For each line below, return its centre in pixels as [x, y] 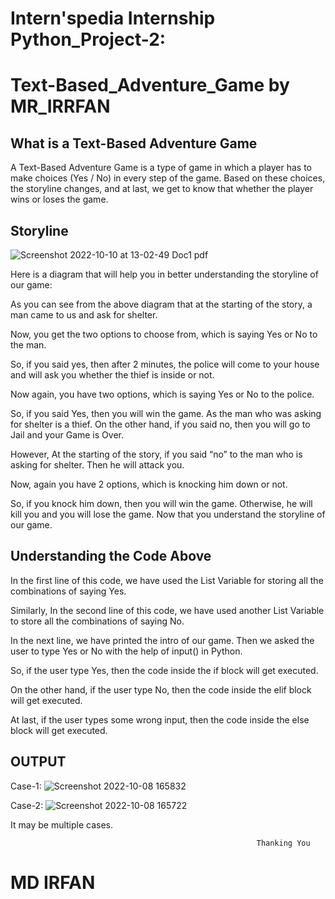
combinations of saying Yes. [68, 591]
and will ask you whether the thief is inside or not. [112, 375]
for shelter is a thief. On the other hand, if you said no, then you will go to [160, 424]
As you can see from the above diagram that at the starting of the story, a [161, 304]
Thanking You [283, 843]
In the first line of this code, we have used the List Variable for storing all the [167, 580]
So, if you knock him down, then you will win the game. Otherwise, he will [161, 503]
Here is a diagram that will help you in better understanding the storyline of [164, 274]
